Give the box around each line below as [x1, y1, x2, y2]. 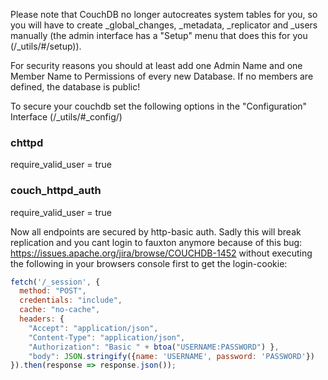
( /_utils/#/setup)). [10, 40, 82, 52]
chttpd [10, 135, 44, 149]
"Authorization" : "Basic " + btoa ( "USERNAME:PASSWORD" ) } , [28, 342, 280, 352]
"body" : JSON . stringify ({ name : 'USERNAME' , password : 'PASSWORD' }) [28, 351, 315, 361]
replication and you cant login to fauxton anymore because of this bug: [10, 236, 303, 248]
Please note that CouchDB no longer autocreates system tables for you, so [10, 9, 318, 20]
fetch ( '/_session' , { [10, 277, 101, 287]
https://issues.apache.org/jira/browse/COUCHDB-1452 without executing [10, 247, 313, 259]
